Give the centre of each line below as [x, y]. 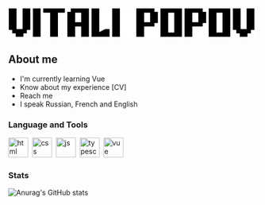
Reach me [36, 95]
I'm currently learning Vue [62, 79]
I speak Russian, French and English [79, 104]
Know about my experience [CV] [73, 87]
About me [33, 60]
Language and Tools [48, 125]
